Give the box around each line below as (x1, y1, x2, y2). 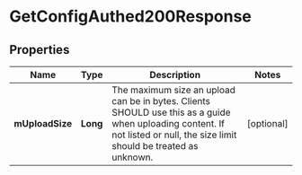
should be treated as (111, 140, 199, 152)
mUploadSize (13, 118, 73, 129)
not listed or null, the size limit (111, 128, 237, 141)
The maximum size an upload (111, 83, 235, 96)
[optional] (246, 118, 289, 129)
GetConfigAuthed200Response (9, 6, 252, 27)
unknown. (111, 151, 154, 163)
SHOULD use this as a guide (111, 106, 231, 118)
